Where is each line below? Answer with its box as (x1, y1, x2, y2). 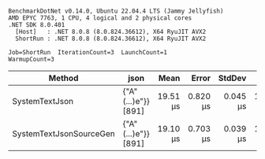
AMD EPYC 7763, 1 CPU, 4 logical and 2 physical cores (8, 14, 192, 22)
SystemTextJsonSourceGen (12, 128, 116, 139)
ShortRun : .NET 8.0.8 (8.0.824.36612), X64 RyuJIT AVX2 (15, 35, 207, 43)
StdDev (218, 72, 247, 83)
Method (48, 72, 79, 83)
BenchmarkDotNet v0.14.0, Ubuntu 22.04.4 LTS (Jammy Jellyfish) (8, 7, 224, 15)
